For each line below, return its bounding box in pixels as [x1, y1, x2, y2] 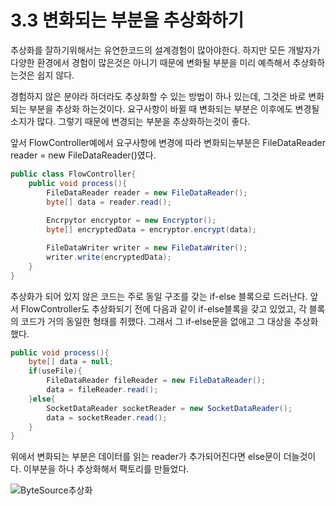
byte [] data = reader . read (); [46, 197, 172, 207]
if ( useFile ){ [28, 366, 83, 376]
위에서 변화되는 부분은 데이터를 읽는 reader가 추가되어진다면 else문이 [10, 451, 282, 463]
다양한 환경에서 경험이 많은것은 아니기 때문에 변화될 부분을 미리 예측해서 [10, 56, 291, 68]
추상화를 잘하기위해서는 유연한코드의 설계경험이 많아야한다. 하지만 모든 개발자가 [10, 44, 321, 56]
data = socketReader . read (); [46, 412, 168, 423]
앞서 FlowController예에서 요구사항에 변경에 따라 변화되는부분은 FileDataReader [10, 136, 327, 148]
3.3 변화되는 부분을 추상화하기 [10, 9, 245, 32]
